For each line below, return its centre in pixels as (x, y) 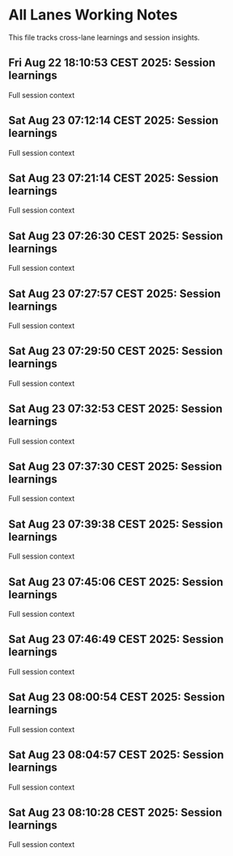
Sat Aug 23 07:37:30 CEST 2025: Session (115, 467)
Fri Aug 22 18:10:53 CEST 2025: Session (112, 63)
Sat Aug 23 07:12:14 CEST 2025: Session (114, 120)
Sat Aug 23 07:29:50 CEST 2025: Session (116, 351)
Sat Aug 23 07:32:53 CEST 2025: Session (115, 409)
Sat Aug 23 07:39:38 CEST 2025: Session (116, 524)
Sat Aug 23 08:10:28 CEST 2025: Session (115, 812)
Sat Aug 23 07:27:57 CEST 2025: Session (114, 293)
